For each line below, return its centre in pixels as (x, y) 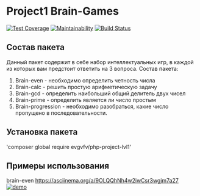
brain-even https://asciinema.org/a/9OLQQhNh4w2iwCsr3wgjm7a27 (92, 181)
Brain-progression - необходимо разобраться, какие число (92, 106)
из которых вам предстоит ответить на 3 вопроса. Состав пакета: (92, 68)
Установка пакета (42, 132)
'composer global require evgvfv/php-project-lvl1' (69, 147)
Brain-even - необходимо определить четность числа (85, 80)
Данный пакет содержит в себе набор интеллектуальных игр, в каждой (100, 62)
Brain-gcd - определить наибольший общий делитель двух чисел (100, 93)
